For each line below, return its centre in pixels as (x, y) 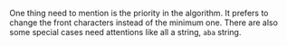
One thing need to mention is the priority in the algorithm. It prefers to (139, 13)
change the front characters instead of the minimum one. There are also (144, 23)
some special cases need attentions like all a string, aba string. (125, 32)
